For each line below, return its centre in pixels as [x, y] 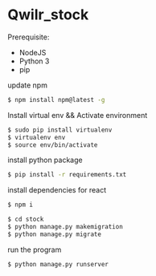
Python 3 [34, 61]
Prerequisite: [29, 37]
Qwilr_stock [48, 15]
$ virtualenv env [37, 137]
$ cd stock [26, 219]
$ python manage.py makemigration [66, 227]
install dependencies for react [57, 190]
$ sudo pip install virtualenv [60, 130]
